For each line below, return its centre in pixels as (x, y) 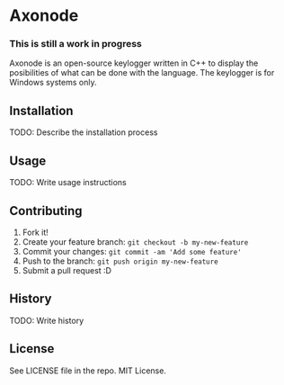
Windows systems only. (53, 83)
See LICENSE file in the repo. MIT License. (88, 371)
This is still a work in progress (75, 44)
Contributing (46, 211)
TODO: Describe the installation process (84, 132)
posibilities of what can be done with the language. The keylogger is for (142, 73)
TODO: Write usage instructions (68, 183)
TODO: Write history (47, 320)
